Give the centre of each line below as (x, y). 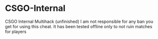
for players (16, 31)
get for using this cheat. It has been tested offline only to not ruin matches (79, 26)
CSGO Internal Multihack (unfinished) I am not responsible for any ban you (79, 21)
